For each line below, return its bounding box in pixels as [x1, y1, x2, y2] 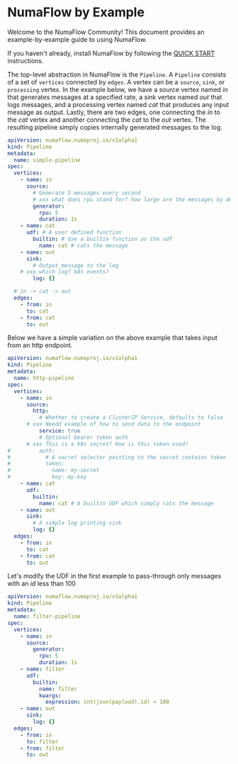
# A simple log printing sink [33, 519, 122, 527]
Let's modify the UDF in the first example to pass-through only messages [7, 572, 222, 580]
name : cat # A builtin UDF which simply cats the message [38, 500, 214, 507]
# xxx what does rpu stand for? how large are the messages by [33, 196, 223, 203]
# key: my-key [7, 473, 87, 481]
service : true [38, 427, 81, 434]
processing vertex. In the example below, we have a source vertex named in [7, 85, 228, 94]
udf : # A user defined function [25, 229, 122, 236]
